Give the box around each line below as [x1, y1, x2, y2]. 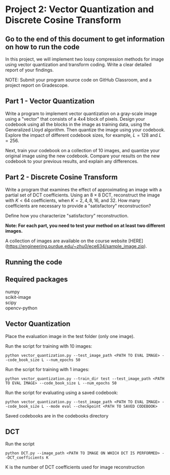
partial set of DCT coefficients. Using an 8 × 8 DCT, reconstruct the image [5, 192, 160, 198]
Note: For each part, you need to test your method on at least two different [5, 222, 165, 229]
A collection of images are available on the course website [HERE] [5, 238, 144, 244]
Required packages [5, 275, 68, 284]
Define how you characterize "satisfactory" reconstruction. [5, 212, 129, 218]
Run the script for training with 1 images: [5, 366, 90, 372]
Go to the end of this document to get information [5, 35, 165, 43]
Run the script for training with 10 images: [5, 343, 92, 349]
